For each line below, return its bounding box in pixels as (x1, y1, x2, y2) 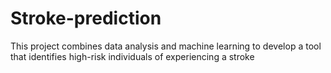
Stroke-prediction (10, 7, 162, 30)
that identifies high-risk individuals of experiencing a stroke (10, 50, 255, 62)
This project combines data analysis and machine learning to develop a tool (10, 40, 322, 52)
